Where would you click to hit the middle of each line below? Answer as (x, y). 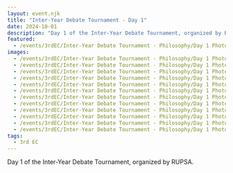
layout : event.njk (34, 13)
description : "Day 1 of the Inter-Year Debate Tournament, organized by (114, 33)
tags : (15, 136)
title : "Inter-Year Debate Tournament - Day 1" (77, 20)
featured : (21, 39)
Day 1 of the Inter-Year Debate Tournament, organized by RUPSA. (101, 162)
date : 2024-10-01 (32, 26)
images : (18, 53)
